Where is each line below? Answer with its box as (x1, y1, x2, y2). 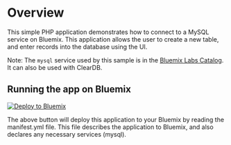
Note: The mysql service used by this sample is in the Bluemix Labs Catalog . (7, 56, 224, 64)
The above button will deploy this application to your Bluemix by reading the (7, 115, 224, 123)
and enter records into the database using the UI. (7, 42, 148, 51)
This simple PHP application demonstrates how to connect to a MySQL (7, 28, 209, 36)
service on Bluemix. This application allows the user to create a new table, (7, 35, 219, 43)
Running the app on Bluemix (7, 83, 132, 95)
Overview (7, 5, 65, 21)
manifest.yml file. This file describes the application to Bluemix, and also (7, 123, 214, 131)
